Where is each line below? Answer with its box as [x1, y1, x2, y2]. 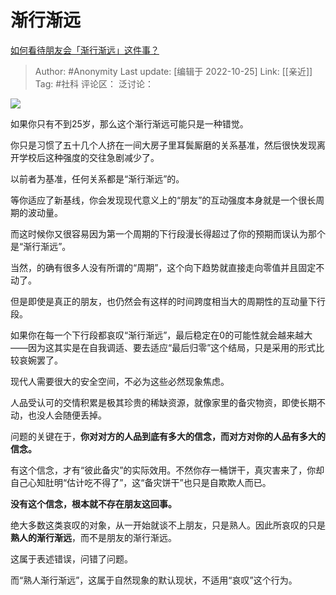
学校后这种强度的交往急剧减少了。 [18, 151, 160, 163]
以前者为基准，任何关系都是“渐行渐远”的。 [10, 172, 185, 185]
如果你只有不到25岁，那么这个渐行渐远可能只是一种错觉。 [10, 117, 249, 130]
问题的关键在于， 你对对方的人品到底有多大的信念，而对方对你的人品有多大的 [10, 430, 326, 442]
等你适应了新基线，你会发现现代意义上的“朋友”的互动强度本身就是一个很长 [10, 194, 317, 206]
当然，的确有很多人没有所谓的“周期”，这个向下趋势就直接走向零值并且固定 [10, 261, 317, 273]
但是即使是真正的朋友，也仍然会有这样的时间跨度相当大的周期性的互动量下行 [10, 295, 326, 307]
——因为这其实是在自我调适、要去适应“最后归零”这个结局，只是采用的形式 [10, 341, 317, 353]
